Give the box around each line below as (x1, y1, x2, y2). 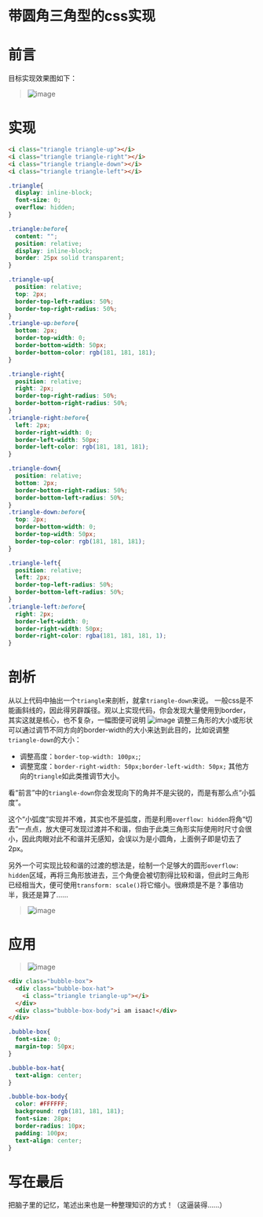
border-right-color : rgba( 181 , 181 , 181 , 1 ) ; (15, 632, 167, 640)
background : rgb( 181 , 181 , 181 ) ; (15, 1108, 125, 1116)
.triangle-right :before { (8, 414, 89, 422)
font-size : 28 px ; (15, 1115, 72, 1123)
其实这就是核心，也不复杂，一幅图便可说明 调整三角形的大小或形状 (8, 715, 254, 725)
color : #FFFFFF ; (15, 1100, 68, 1108)
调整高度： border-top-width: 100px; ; (19, 751, 141, 762)
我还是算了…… (21, 890, 69, 900)
